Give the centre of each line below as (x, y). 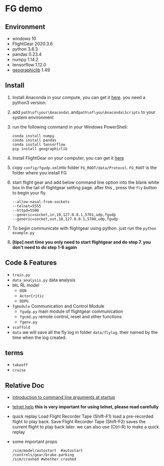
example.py (23, 233)
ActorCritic (32, 296)
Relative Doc (25, 385)
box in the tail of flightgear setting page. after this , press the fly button (84, 187)
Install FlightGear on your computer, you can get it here (68, 158)
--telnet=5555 (27, 206)
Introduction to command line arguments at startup (64, 398)
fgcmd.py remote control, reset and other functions (70, 316)
